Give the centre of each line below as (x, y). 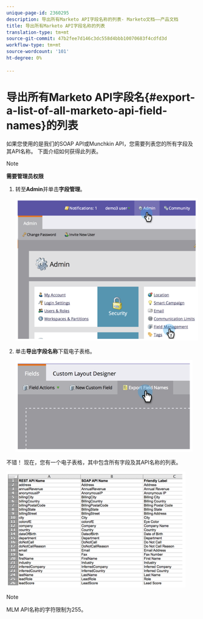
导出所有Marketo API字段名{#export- (101, 97)
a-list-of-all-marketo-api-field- (87, 110)
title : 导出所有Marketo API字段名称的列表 (56, 26)
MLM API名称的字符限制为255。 (46, 610)
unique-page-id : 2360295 (38, 13)
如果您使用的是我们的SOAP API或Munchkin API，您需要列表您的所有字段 (97, 143)
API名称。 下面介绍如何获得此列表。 (57, 151)
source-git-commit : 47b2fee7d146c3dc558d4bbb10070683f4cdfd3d (87, 39)
